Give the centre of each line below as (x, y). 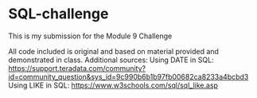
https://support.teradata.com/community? (77, 68)
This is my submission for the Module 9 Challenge (90, 36)
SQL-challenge (58, 14)
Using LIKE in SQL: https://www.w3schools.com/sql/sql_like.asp (113, 85)
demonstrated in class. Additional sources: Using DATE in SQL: (111, 60)
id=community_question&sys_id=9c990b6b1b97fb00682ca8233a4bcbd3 (128, 76)
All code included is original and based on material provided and (113, 51)
